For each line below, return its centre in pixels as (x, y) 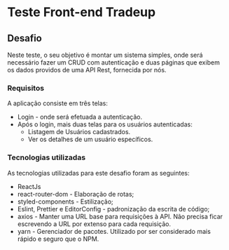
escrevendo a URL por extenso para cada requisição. (94, 224)
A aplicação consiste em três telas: (58, 103)
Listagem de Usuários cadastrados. (79, 132)
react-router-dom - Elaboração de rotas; (76, 194)
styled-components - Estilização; (65, 202)
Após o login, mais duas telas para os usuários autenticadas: (105, 124)
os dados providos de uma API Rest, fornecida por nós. (87, 70)
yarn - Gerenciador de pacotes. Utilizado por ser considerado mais (114, 231)
